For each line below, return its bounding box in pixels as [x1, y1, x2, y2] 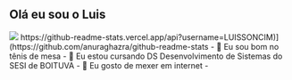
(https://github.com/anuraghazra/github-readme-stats [9, 41, 209, 52]
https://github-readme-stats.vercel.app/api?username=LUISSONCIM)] [20, 31, 279, 43]
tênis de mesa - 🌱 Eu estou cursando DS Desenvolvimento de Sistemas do [9, 51, 283, 61]
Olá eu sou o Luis [9, 7, 106, 22]
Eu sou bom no [223, 41, 279, 52]
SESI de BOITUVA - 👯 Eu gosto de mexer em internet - [9, 60, 209, 70]
